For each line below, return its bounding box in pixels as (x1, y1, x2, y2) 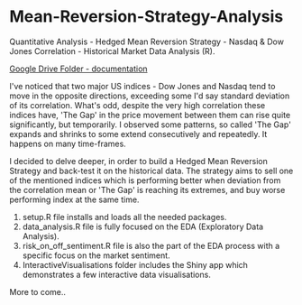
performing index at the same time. (9, 194, 140, 205)
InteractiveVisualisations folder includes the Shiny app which (22, 259, 248, 270)
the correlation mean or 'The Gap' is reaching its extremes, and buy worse (9, 184, 286, 195)
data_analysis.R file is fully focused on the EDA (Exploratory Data (22, 221, 264, 232)
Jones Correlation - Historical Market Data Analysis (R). (9, 45, 215, 56)
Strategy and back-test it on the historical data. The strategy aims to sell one (9, 165, 294, 176)
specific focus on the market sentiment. (22, 250, 170, 261)
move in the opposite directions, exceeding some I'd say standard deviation (9, 90, 290, 101)
